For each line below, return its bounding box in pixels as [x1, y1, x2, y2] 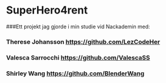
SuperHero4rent [6, 4, 88, 17]
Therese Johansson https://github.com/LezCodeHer [6, 38, 160, 46]
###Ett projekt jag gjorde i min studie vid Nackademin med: [6, 23, 150, 30]
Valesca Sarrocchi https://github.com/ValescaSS [6, 54, 150, 62]
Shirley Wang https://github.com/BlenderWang [6, 69, 145, 77]
